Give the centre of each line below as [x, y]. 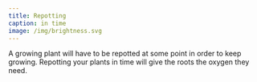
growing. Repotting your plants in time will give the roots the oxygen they [129, 62]
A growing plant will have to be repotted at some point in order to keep [125, 54]
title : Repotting [37, 16]
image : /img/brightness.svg [55, 31]
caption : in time [37, 23]
